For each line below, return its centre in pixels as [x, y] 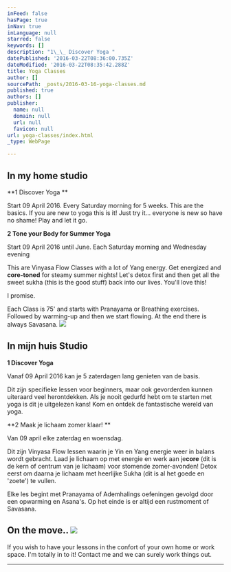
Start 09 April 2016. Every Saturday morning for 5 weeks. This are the [106, 205]
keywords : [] [26, 45]
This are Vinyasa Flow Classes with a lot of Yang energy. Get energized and [114, 267]
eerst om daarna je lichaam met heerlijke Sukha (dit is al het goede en [106, 473]
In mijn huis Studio [47, 346]
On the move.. [38, 530]
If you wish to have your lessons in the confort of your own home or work [111, 547]
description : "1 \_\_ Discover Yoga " [61, 52]
